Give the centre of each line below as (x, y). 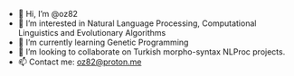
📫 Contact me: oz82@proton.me (80, 62)
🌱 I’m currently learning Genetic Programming (103, 42)
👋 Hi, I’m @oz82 (48, 14)
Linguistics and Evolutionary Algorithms (92, 33)
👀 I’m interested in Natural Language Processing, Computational (137, 23)
